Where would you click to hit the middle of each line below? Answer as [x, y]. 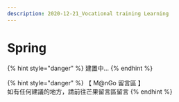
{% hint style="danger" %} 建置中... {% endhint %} [80, 68]
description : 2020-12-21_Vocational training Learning [88, 14]
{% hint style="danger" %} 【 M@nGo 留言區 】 [76, 83]
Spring [27, 48]
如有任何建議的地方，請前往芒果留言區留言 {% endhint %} [90, 92]
